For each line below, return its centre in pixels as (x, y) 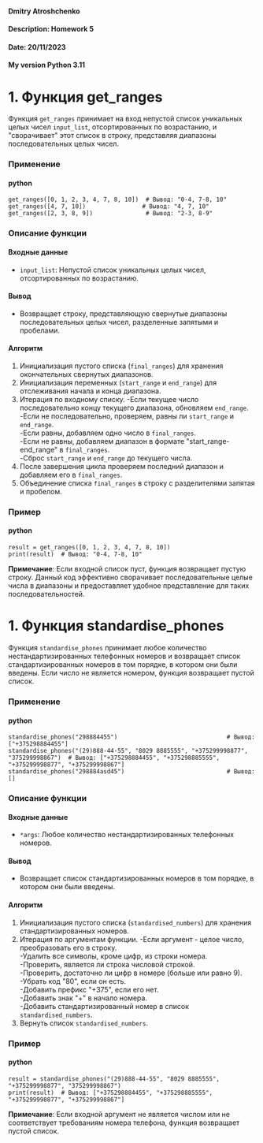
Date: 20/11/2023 (37, 47)
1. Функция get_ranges (85, 97)
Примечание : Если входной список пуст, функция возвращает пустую (127, 569)
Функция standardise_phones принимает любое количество (107, 648)
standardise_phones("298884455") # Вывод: (132, 737)
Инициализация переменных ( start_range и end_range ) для (118, 382)
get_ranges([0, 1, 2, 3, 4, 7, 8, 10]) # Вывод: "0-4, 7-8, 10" (117, 200)
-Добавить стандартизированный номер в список (104, 1006)
